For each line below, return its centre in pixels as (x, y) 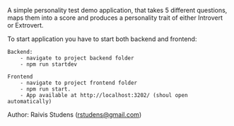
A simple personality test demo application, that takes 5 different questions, (117, 10)
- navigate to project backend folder (77, 58)
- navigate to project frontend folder (79, 83)
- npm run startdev (49, 64)
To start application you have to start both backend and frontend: (102, 39)
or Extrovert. (25, 25)
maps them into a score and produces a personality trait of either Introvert (115, 18)
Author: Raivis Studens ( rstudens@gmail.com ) (75, 115)
